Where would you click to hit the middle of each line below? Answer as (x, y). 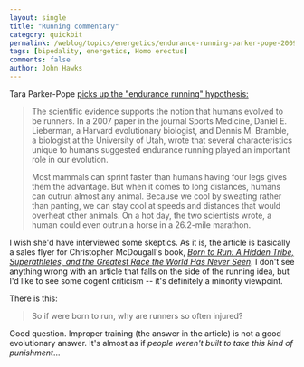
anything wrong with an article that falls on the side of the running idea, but (149, 271)
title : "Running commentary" (64, 26)
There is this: (34, 298)
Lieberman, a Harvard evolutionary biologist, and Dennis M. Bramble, (160, 130)
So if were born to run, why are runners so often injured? (137, 315)
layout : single (38, 18)
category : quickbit (46, 34)
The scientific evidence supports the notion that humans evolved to (157, 111)
